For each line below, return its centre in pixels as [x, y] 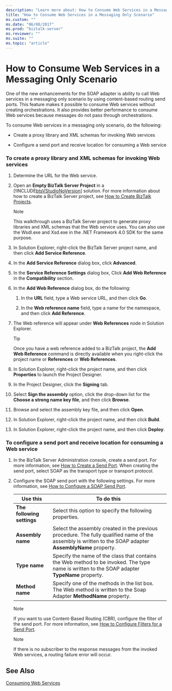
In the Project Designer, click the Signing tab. [61, 384]
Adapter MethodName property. [91, 596]
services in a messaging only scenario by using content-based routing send [85, 99]
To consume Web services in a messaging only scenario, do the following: [84, 125]
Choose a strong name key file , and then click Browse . [71, 400]
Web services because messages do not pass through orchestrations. [79, 115]
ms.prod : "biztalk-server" [34, 29]
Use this [32, 499]
